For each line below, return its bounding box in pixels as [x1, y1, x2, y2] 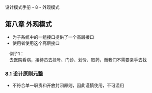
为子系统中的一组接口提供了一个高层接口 [12, 34, 94, 40]
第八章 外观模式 [5, 20, 52, 29]
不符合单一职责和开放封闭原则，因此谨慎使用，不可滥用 [12, 83, 124, 89]
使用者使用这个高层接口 [12, 40, 60, 46]
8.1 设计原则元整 [5, 70, 43, 77]
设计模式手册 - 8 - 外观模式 [5, 4, 60, 10]
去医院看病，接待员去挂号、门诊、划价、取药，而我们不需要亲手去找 [9, 57, 147, 62]
